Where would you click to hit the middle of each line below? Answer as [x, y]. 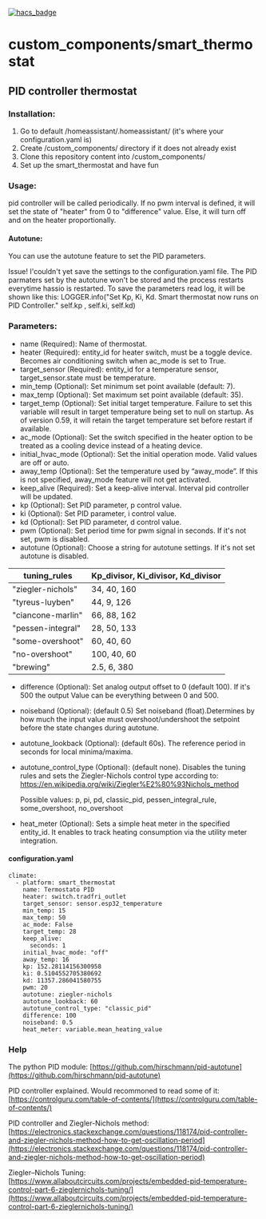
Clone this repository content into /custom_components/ [113, 157]
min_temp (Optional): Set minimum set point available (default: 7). [127, 386]
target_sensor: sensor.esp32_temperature [92, 903]
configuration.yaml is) [56, 139]
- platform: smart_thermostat [66, 883]
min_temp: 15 [44, 911]
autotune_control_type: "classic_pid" [87, 1008]
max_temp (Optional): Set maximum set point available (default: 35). [131, 395]
